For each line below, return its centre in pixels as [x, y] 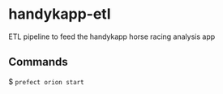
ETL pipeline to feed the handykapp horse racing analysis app [112, 36]
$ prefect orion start [46, 81]
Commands [39, 62]
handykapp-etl [60, 14]
